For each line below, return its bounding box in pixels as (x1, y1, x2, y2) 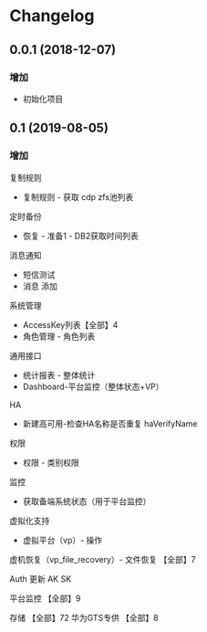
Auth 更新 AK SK (9, 573, 72, 585)
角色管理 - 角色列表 (22, 331, 96, 342)
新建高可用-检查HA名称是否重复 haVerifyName (22, 417, 198, 429)
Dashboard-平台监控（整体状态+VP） (22, 381, 164, 392)
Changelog (9, 5, 95, 26)
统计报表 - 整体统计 (22, 369, 96, 380)
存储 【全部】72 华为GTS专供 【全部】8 (9, 612, 159, 623)
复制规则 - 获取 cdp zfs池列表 (22, 191, 134, 202)
